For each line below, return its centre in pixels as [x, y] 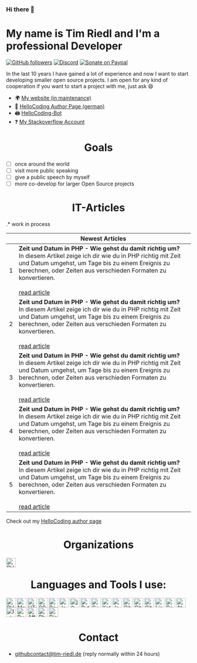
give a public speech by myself [52, 177]
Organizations [98, 545]
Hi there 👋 [21, 9]
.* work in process [28, 224]
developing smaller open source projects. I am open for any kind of [87, 80]
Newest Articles [103, 238]
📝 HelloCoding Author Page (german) [60, 106]
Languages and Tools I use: [98, 585]
